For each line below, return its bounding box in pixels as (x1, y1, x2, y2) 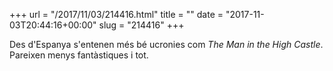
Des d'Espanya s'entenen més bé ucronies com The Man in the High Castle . (9, 39, 324, 50)
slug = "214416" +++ (98, 19, 185, 31)
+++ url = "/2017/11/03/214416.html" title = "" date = (9, 9, 224, 20)
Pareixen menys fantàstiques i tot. (9, 49, 149, 61)
